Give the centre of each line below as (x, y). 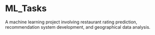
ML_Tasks (26, 9)
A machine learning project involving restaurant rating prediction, (71, 22)
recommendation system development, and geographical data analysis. (78, 27)
